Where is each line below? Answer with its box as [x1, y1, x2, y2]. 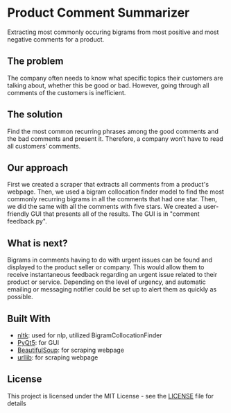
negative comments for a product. [7, 35, 105, 43]
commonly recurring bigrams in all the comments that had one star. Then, [7, 195, 217, 203]
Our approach [7, 162, 69, 174]
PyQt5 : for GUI [17, 339, 60, 346]
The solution [7, 109, 63, 121]
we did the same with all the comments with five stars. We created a [7, 203, 203, 211]
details [7, 399, 26, 407]
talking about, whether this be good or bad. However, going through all [7, 81, 209, 90]
